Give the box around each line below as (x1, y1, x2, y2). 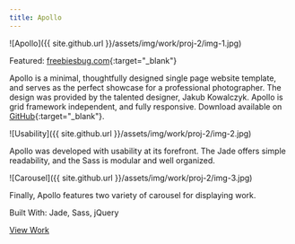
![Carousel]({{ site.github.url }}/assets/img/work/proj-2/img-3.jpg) (9, 172, 253, 183)
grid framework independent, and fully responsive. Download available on (9, 100, 282, 112)
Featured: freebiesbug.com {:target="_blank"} (9, 55, 178, 65)
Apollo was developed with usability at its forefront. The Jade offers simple (9, 145, 287, 156)
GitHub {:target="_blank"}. (9, 110, 105, 121)
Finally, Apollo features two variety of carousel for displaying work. (9, 189, 256, 200)
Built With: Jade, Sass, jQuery (9, 207, 119, 218)
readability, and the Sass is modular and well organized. (9, 154, 215, 166)
